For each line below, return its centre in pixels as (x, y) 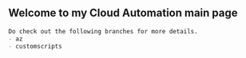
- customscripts (35, 46)
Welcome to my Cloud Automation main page (123, 13)
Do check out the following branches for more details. (103, 31)
